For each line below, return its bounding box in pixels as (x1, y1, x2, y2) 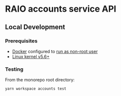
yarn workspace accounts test (5, 86, 67, 91)
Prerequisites (5, 38, 38, 44)
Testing (5, 66, 23, 73)
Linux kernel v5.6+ (12, 54, 50, 59)
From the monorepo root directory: (5, 77, 75, 83)
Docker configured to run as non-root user (12, 48, 98, 54)
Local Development (5, 23, 65, 31)
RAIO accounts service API (5, 3, 117, 15)
